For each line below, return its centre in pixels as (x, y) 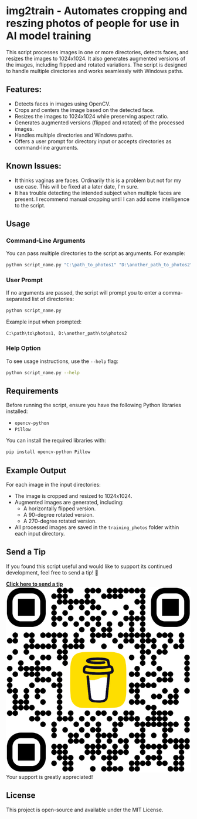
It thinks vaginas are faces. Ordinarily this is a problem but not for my (98, 180)
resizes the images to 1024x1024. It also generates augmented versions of (96, 58)
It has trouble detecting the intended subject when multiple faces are (98, 193)
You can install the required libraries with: (56, 441)
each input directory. (40, 533)
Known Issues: (34, 166)
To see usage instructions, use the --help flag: (62, 361)
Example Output (36, 470)
